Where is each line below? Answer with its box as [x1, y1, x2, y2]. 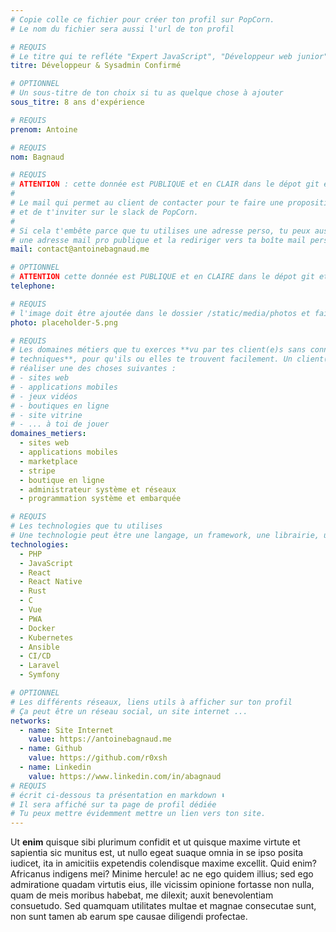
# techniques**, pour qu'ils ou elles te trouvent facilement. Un [10, 354, 293, 365]
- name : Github [19, 744, 83, 754]
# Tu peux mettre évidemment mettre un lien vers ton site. [10, 809, 267, 819]
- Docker [19, 623, 56, 633]
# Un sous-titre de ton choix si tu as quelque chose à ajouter [10, 88, 284, 98]
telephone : [10, 281, 56, 291]
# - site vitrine [10, 410, 83, 420]
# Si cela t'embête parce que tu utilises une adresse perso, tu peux [10, 226, 311, 236]
